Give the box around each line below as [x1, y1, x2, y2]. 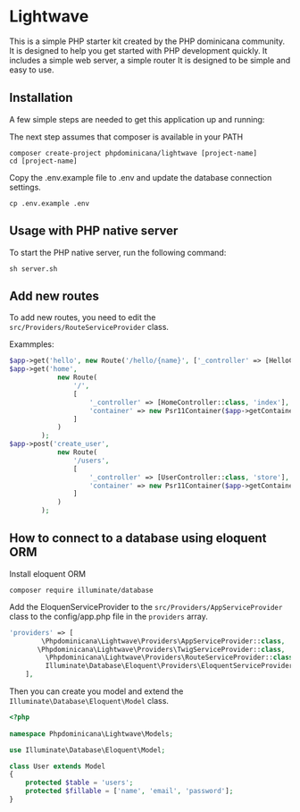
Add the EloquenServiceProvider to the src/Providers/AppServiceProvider [9, 601, 283, 612]
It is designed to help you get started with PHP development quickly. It [9, 45, 268, 55]
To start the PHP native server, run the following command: [9, 247, 227, 258]
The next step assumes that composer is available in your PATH [9, 131, 244, 142]
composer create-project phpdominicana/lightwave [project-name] [9, 148, 257, 157]
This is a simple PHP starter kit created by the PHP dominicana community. [9, 36, 286, 47]
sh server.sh [9, 264, 58, 274]
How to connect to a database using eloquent [9, 530, 267, 546]
